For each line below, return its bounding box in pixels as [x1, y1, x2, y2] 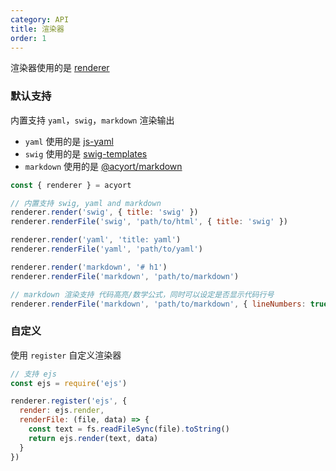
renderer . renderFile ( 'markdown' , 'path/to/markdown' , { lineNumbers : [10, 299, 307, 309]
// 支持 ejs [10, 369, 57, 379]
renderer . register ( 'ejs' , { [10, 396, 128, 406]
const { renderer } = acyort [10, 180, 132, 190]
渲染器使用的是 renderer [10, 62, 110, 74]
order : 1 [10, 33, 47, 43]
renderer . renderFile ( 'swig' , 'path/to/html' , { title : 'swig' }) [10, 217, 288, 227]
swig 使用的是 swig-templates [24, 147, 148, 160]
